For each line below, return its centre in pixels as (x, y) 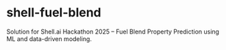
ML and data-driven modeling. (49, 38)
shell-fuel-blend (54, 13)
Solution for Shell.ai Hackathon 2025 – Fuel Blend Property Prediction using (113, 32)
